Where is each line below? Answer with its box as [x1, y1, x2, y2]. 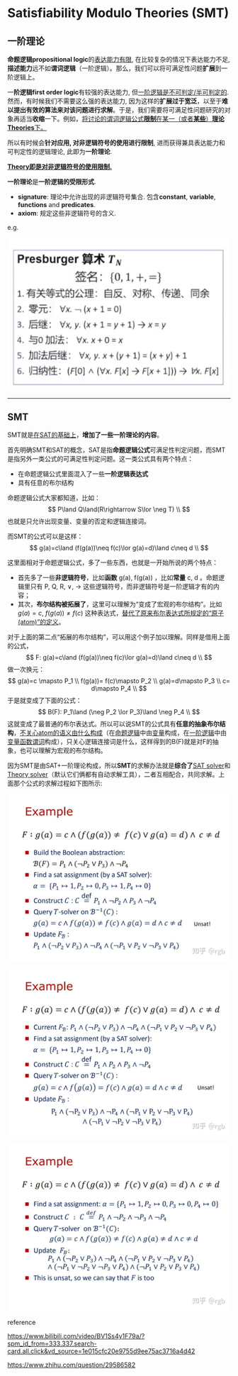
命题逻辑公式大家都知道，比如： [7, 494, 101, 502]
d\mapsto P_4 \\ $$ [91, 684, 147, 693]
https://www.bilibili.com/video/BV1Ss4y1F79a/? [7, 1331, 145, 1340]
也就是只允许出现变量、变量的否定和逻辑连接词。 [7, 517, 150, 526]
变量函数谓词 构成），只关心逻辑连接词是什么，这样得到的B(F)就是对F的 [7, 738, 212, 746]
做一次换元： [7, 665, 45, 674]
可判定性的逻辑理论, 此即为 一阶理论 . [7, 148, 113, 155]
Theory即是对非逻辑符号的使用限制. [7, 162, 113, 171]
